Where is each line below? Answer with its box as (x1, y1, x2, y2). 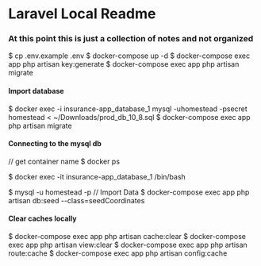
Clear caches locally (8, 214, 77, 223)
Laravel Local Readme (8, 5, 156, 23)
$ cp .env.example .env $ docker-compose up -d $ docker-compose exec (8, 51, 251, 60)
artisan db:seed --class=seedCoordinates (8, 195, 145, 205)
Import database (8, 87, 65, 96)
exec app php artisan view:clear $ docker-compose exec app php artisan (8, 240, 248, 250)
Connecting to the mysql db (8, 139, 102, 148)
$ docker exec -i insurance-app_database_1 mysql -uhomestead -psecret (8, 104, 248, 114)
